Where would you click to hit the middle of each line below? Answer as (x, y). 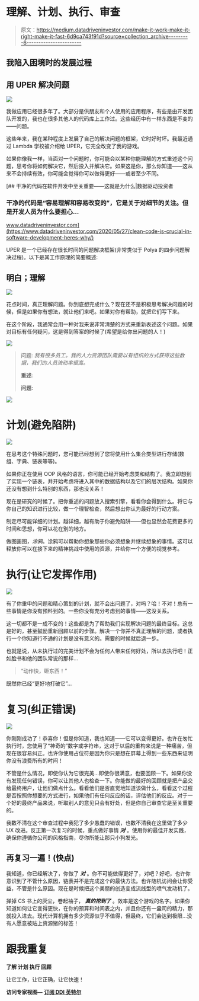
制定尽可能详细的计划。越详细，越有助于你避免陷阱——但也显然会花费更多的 (99, 522)
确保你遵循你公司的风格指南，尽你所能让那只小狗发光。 (73, 838)
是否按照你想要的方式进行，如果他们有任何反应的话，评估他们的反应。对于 (97, 795)
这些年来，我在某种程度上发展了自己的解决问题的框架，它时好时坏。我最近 (97, 139)
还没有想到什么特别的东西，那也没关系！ (55, 489)
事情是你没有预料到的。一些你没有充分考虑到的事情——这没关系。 (92, 611)
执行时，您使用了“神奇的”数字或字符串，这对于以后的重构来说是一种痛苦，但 (99, 746)
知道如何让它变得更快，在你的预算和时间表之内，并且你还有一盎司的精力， (97, 908)
